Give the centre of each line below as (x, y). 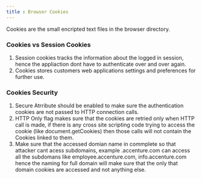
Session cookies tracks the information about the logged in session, (99, 57)
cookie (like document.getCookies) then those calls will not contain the (103, 131)
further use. (30, 77)
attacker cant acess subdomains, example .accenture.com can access (103, 151)
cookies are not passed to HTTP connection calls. (77, 112)
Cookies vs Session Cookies (49, 45)
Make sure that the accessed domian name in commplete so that (95, 144)
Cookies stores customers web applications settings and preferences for (105, 71)
